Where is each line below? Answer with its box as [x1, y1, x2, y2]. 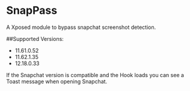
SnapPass [6, 4, 58, 17]
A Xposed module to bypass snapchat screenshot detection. [6, 24, 156, 31]
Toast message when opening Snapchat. [6, 78, 108, 85]
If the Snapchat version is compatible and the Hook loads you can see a [6, 71, 185, 78]
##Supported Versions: [6, 35, 64, 42]
